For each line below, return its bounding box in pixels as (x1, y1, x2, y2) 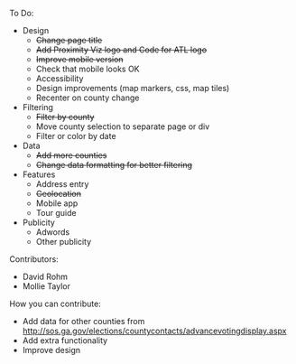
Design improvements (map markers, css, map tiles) (35, 83, 230, 93)
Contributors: (9, 254, 59, 265)
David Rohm (22, 271, 69, 282)
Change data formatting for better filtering (35, 160, 192, 170)
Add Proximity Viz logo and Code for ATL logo (35, 44, 208, 55)
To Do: (9, 8, 34, 18)
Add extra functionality (22, 335, 108, 346)
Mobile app (35, 198, 79, 209)
